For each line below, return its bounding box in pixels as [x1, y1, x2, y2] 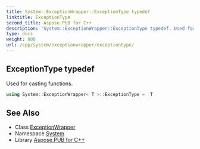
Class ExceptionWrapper [14, 123, 76, 131]
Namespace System [14, 130, 64, 137]
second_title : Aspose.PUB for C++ [6, 20, 92, 26]
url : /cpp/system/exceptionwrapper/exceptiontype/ [6, 42, 135, 48]
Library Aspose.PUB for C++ [14, 136, 85, 144]
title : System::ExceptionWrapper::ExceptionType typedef [6, 8, 151, 15]
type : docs [6, 31, 33, 37]
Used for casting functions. [6, 80, 73, 87]
